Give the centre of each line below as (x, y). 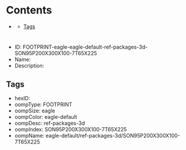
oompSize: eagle (35, 110)
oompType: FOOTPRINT (43, 104)
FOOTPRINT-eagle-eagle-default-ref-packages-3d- (85, 47)
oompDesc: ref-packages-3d (50, 123)
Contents (29, 10)
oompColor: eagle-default (46, 117)
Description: (29, 66)
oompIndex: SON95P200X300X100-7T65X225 (70, 129)
